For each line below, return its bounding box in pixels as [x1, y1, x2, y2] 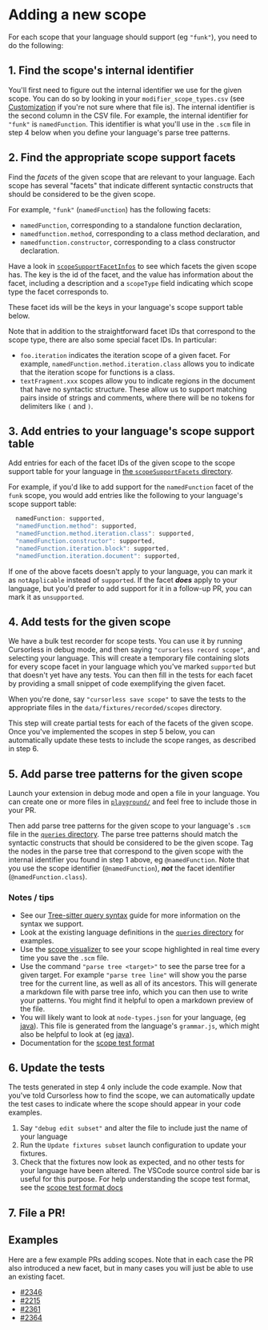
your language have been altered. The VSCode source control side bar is [19, 1166, 261, 1175]
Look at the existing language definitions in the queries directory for [19, 927, 244, 937]
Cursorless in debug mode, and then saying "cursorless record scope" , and [8, 645, 261, 654]
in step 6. [8, 744, 39, 753]
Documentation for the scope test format [19, 1038, 155, 1047]
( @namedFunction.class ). [8, 872, 88, 882]
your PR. [8, 806, 37, 815]
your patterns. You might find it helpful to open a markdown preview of [19, 995, 254, 1005]
